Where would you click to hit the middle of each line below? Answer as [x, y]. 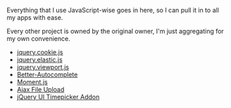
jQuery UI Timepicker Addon [58, 97]
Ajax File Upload [40, 89]
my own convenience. [39, 39]
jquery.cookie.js [40, 52]
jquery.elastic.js [39, 60]
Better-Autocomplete [47, 74]
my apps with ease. [35, 18]
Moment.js [32, 82]
